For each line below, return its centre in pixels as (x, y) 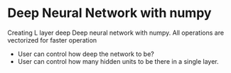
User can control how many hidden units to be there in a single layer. (118, 61)
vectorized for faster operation (52, 40)
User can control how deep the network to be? (86, 54)
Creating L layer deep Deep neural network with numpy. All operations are (116, 33)
